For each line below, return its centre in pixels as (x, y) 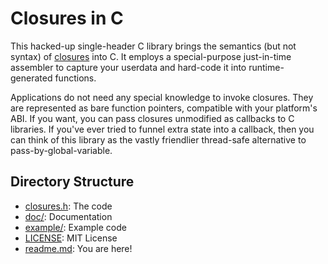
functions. (75, 78)
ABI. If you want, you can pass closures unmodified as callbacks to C (152, 118)
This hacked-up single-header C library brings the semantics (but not (153, 46)
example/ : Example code (75, 227)
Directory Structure (72, 182)
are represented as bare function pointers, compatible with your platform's (164, 108)
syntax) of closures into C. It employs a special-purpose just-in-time (151, 56)
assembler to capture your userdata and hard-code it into (128, 67)
